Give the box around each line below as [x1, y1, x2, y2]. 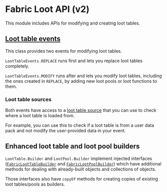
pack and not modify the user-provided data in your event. [5, 128, 126, 134]
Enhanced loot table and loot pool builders [5, 142, 140, 151]
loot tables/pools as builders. [5, 181, 65, 187]
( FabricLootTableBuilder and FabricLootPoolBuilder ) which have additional [5, 160, 161, 166]
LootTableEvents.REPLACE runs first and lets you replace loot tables [5, 58, 143, 64]
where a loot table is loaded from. [5, 113, 75, 119]
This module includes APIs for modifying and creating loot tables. [5, 20, 140, 26]
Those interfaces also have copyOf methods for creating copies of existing [5, 175, 158, 181]
